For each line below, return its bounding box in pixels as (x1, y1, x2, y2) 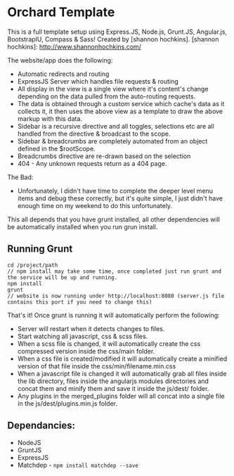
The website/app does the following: (7, 56, 113, 64)
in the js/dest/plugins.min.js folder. (17, 399, 118, 408)
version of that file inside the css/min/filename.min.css (17, 361, 176, 370)
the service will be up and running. (7, 274, 118, 281)
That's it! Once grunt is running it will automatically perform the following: (7, 311, 220, 319)
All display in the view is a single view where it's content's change (17, 84, 209, 93)
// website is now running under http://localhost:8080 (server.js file (7, 292, 225, 300)
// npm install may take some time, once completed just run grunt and (7, 268, 221, 275)
